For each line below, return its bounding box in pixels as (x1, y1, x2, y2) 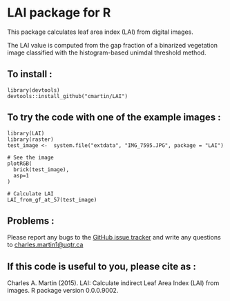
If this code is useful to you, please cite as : (7, 260, 197, 272)
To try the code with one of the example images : (7, 112, 221, 124)
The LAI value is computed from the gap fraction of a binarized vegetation (7, 41, 218, 49)
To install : (7, 68, 53, 80)
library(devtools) (7, 86, 60, 94)
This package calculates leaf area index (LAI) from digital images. (7, 28, 193, 36)
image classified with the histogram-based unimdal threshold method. (7, 48, 207, 57)
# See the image (7, 154, 54, 161)
